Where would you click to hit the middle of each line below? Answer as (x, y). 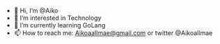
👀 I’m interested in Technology (58, 18)
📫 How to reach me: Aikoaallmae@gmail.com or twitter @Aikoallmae (113, 33)
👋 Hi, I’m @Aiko (36, 11)
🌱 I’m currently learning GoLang (60, 25)
